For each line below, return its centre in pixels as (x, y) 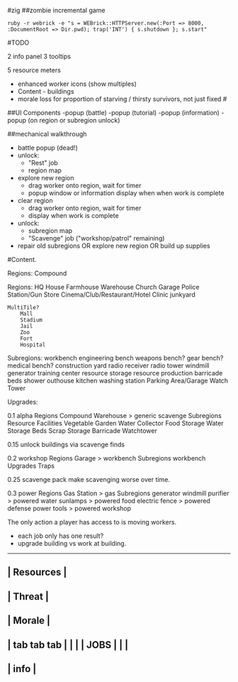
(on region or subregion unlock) (74, 120)
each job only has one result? (61, 536)
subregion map (50, 231)
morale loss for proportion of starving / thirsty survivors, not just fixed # (122, 99)
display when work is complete (73, 215)
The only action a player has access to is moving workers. (92, 522)
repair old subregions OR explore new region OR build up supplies (114, 246)
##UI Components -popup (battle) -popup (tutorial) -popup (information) (113, 112)
